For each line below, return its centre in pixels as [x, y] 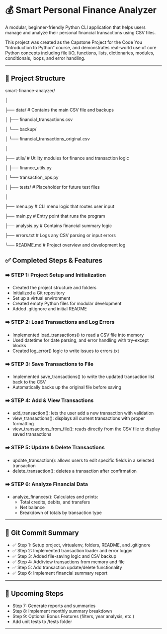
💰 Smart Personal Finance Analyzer [81, 10]
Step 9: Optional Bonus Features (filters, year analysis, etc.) [73, 616]
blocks [19, 345]
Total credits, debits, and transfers [55, 502]
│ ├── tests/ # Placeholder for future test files [53, 187]
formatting [23, 424]
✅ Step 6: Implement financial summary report [60, 573]
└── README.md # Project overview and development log [65, 245]
